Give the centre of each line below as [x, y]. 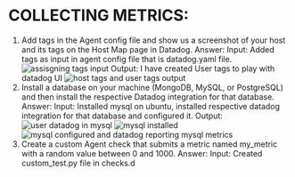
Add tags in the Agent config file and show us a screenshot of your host [153, 40]
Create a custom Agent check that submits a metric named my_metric [149, 144]
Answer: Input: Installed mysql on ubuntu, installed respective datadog [151, 106]
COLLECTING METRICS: [98, 16]
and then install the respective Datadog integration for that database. [148, 97]
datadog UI [42, 77]
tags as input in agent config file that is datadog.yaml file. [127, 59]
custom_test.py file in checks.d [78, 163]
